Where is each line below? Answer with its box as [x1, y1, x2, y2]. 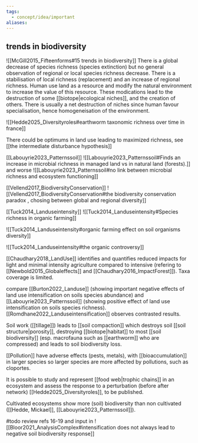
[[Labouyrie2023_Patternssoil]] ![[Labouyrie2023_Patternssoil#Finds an [6, 154, 181, 161]
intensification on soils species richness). [6, 304, 107, 311]
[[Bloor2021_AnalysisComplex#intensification [6, 424, 116, 431]
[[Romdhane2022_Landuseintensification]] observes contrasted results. [6, 310, 181, 317]
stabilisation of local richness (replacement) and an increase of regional [6, 76, 180, 83]
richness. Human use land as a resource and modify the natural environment [6, 82, 192, 89]
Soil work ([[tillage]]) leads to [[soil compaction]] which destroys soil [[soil [6, 322, 186, 329]
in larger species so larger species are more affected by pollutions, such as [6, 358, 189, 366]
